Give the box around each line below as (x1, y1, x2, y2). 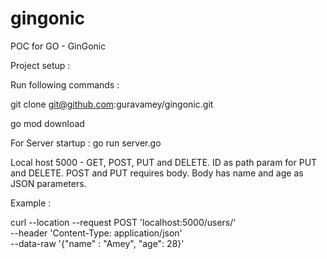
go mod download (10, 117, 85, 129)
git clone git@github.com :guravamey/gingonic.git (10, 98, 214, 110)
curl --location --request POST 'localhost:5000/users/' (10, 216, 237, 228)
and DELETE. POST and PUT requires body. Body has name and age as (10, 167, 304, 179)
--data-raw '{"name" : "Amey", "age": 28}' (10, 237, 185, 249)
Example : (10, 197, 52, 209)
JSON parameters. (10, 177, 87, 189)
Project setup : (10, 59, 71, 71)
